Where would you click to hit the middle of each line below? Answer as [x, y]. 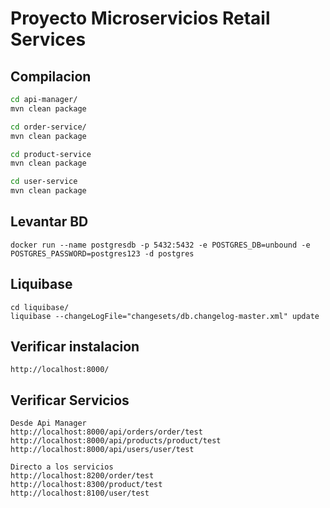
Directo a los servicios [62, 467]
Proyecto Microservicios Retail [140, 18]
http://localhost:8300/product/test [86, 485]
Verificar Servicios [70, 400]
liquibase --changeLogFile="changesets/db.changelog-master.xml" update [165, 316]
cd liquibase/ [40, 307]
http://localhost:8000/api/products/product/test [116, 441]
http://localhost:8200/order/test [82, 476]
